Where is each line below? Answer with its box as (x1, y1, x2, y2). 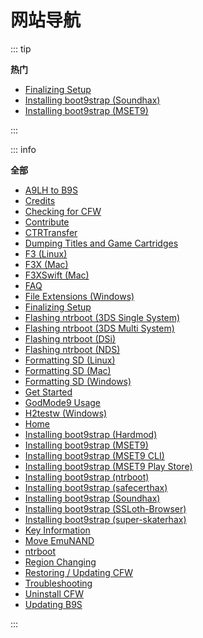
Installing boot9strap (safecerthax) (24, 481, 168, 493)
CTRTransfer (24, 226, 78, 238)
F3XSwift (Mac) (24, 269, 90, 281)
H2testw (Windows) (24, 407, 108, 419)
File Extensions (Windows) (24, 290, 135, 302)
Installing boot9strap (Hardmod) (24, 428, 158, 440)
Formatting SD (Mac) (24, 364, 112, 376)
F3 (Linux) (24, 247, 68, 260)
